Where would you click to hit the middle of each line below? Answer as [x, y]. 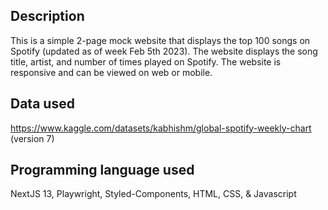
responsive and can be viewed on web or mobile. [111, 72]
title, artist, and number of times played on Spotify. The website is [146, 61]
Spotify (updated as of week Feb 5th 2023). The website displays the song [164, 51]
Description [47, 16]
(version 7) [32, 138]
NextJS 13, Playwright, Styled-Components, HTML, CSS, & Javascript [153, 194]
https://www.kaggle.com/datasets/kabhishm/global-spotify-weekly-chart [161, 128]
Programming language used [102, 170]
